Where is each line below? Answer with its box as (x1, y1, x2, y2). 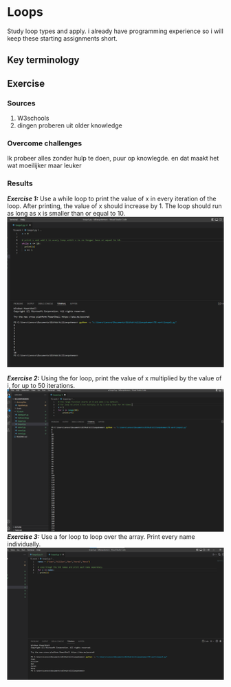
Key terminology (7, 54, 80, 66)
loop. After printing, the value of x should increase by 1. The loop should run (7, 201, 222, 210)
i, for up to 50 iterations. (7, 381, 76, 389)
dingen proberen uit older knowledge (16, 121, 122, 130)
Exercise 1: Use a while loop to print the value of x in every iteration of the (7, 194, 217, 203)
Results (7, 178, 33, 188)
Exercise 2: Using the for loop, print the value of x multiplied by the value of (7, 373, 222, 382)
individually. (7, 540, 41, 548)
